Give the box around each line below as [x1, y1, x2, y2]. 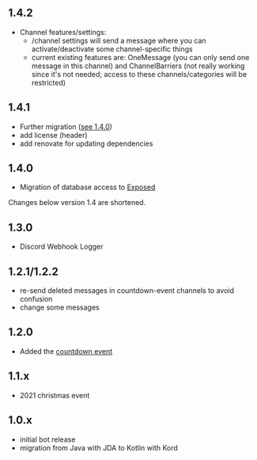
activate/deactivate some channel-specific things [31, 44, 193, 54]
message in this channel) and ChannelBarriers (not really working [31, 61, 245, 70]
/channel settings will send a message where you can [31, 36, 207, 45]
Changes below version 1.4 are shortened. [8, 198, 146, 207]
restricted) [31, 78, 66, 87]
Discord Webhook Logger [19, 241, 104, 252]
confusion [19, 295, 53, 304]
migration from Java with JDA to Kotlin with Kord [19, 443, 178, 452]
